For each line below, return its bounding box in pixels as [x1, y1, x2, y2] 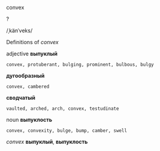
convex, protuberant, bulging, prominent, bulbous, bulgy [6, 61, 154, 67]
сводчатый [6, 94, 36, 101]
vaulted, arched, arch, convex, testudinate [6, 106, 119, 112]
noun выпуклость [6, 116, 53, 123]
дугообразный [6, 72, 45, 79]
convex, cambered [6, 84, 50, 90]
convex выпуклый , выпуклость [6, 138, 88, 145]
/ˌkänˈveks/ [6, 27, 33, 34]
